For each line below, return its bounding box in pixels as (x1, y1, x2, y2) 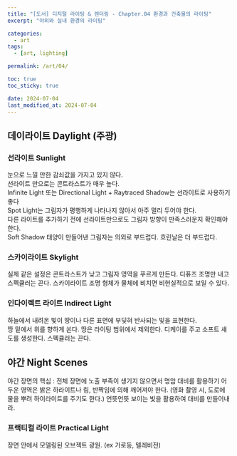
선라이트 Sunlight (7, 152, 66, 162)
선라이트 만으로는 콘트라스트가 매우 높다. (7, 180, 120, 188)
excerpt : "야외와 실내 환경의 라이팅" (7, 17, 106, 24)
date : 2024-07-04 (7, 95, 59, 102)
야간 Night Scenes (7, 357, 88, 369)
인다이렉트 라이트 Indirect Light (7, 299, 112, 309)
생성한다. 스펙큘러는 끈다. (20, 333, 91, 342)
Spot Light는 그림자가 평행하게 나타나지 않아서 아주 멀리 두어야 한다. (7, 206, 197, 214)
